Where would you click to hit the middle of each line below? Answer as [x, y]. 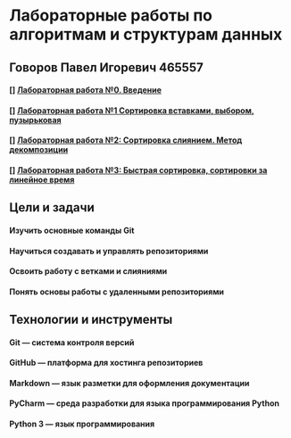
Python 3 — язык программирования [82, 424]
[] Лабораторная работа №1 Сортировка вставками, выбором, [132, 110]
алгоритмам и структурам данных [146, 34]
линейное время [42, 179]
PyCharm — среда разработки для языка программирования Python [144, 403]
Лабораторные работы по [111, 16]
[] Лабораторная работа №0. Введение [86, 90]
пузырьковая [35, 120]
